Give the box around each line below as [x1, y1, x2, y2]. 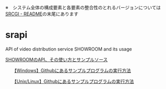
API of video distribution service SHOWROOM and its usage [5, 46, 132, 52]
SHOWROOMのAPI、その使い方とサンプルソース [5, 56, 108, 62]
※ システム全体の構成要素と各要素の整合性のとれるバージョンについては [5, 5, 161, 10]
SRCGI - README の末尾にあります [5, 11, 79, 17]
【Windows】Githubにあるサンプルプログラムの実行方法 [14, 67, 131, 73]
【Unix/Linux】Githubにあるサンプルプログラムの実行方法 [14, 78, 134, 84]
